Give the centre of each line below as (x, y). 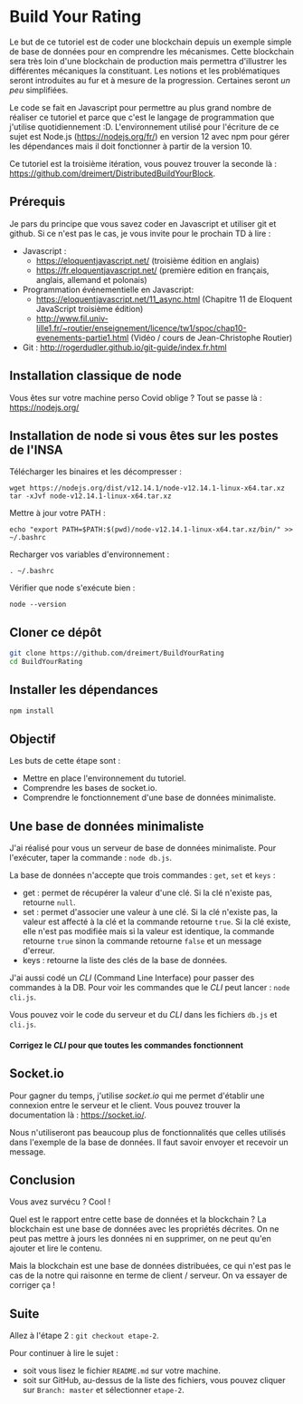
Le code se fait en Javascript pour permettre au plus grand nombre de (141, 107)
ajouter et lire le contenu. (56, 1248)
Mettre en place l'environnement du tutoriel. (104, 778)
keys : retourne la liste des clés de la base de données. (125, 960)
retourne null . (49, 902)
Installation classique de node (96, 376)
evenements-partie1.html (82, 337)
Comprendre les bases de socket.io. (90, 788)
